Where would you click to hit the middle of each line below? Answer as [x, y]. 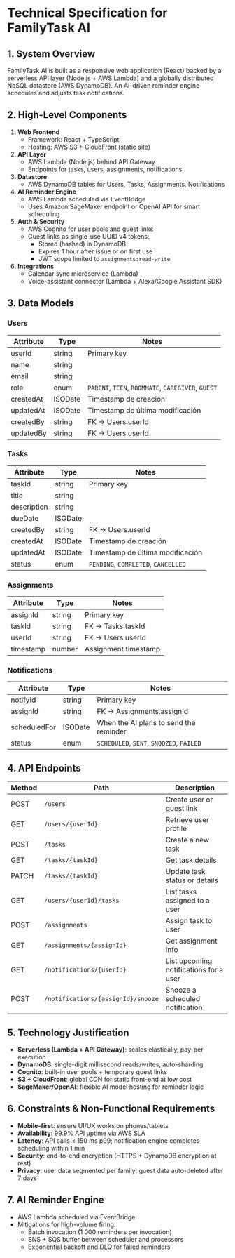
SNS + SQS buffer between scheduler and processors [106, 1239]
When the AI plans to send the [146, 723]
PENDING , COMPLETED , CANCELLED [137, 564]
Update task [185, 872]
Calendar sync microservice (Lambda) [83, 273]
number [65, 649]
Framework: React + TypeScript [73, 139]
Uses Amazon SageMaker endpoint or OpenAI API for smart [114, 206]
